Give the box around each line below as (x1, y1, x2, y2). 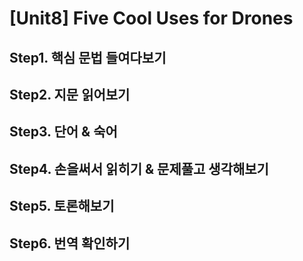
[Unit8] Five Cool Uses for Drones (9, 7, 294, 30)
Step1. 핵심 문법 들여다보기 (9, 49, 167, 66)
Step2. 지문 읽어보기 (9, 86, 131, 103)
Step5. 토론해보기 (9, 198, 115, 215)
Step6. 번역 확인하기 (9, 235, 131, 252)
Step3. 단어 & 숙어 (9, 123, 118, 141)
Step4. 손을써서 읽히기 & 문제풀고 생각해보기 (9, 160, 269, 177)
